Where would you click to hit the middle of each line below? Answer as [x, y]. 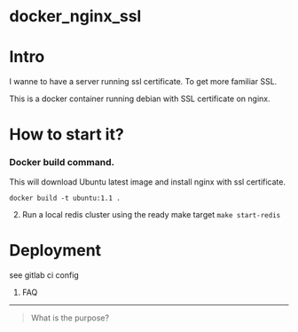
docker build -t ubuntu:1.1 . [65, 198]
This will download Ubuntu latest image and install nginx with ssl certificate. [148, 182]
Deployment [55, 250]
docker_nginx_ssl [75, 16]
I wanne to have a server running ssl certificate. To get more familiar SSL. [143, 82]
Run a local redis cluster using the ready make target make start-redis [151, 214]
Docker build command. [62, 162]
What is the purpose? [70, 318]
